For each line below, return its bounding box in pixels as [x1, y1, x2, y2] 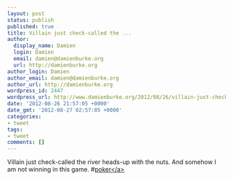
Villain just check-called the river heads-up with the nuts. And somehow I [7, 158, 216, 166]
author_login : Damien [7, 68, 70, 75]
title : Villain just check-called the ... [7, 29, 132, 37]
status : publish [7, 17, 54, 24]
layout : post [7, 10, 45, 17]
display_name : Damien [13, 42, 76, 49]
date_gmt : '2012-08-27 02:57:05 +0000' [7, 107, 123, 114]
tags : [7, 126, 23, 133]
